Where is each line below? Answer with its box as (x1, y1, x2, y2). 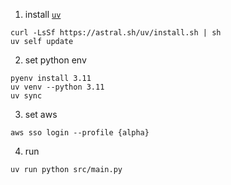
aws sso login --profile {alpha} (10, 128, 150, 138)
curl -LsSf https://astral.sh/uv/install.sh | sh (10, 28, 222, 38)
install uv (24, 9, 62, 20)
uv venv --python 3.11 (10, 82, 105, 92)
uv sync (10, 91, 43, 101)
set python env (24, 54, 87, 66)
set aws (24, 109, 58, 120)
